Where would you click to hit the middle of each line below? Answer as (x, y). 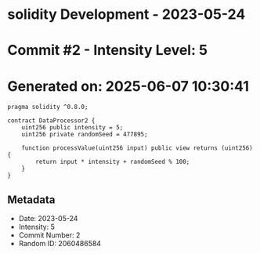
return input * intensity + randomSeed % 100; (113, 162)
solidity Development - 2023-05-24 (126, 15)
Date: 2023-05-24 (48, 219)
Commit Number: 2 (49, 235)
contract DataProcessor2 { (51, 121)
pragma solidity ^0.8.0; (48, 107)
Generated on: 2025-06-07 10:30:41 (128, 86)
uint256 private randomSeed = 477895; (85, 135)
